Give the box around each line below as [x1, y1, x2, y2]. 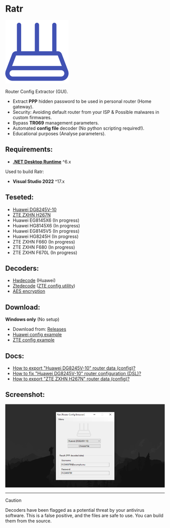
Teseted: [5, 193, 34, 201]
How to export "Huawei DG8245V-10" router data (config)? [12, 365, 136, 371]
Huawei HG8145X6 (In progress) [12, 222, 80, 228]
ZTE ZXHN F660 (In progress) [12, 238, 75, 245]
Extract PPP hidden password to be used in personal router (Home [12, 98, 152, 104]
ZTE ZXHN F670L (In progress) [12, 249, 77, 256]
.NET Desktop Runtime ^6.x [12, 158, 71, 165]
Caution [5, 497, 22, 504]
